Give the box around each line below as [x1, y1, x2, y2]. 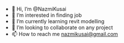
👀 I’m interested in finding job [11, 12, 82, 19]
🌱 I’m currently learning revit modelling [11, 18, 105, 24]
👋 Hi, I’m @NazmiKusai [11, 6, 67, 12]
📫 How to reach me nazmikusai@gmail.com [11, 31, 118, 37]
